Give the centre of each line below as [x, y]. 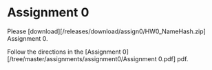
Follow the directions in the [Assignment [64, 52]
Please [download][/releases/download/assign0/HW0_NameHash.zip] [107, 31]
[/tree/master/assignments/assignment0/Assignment [82, 58]
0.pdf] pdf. [173, 58]
